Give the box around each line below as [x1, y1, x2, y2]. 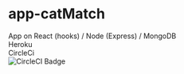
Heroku [8, 39, 33, 49]
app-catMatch [8, 5, 106, 23]
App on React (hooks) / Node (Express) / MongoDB [8, 31, 177, 41]
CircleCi [8, 48, 34, 57]
